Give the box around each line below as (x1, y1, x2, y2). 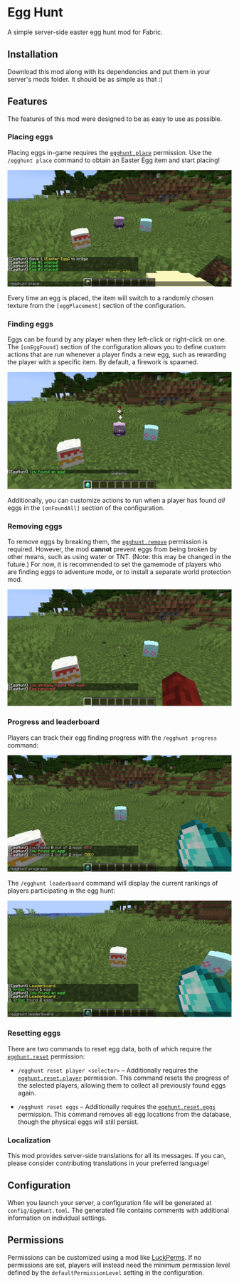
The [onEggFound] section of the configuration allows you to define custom (7, 343, 226, 351)
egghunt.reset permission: (7, 1052, 85, 1061)
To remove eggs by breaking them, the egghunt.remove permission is (7, 538, 208, 546)
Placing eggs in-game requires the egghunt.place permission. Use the (7, 148, 212, 156)
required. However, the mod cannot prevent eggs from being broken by (7, 545, 218, 553)
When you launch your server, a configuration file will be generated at (7, 1198, 212, 1206)
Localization (7, 1135, 51, 1145)
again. (17, 1088, 36, 1097)
